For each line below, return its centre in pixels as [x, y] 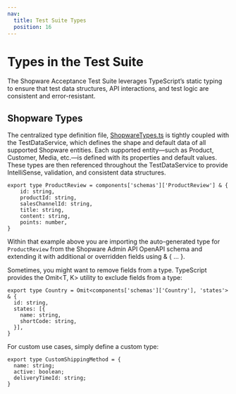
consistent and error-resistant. [51, 96]
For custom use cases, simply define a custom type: [83, 347]
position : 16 [33, 27]
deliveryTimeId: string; [50, 378]
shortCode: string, [49, 322]
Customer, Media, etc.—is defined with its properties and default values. [112, 158]
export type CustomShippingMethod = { [64, 360]
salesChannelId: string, [56, 204]
